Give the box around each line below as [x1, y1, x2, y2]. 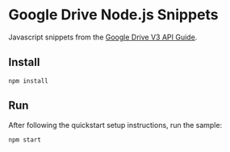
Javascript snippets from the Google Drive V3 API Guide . [8, 32, 198, 42]
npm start [8, 135, 42, 144]
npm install [8, 76, 48, 85]
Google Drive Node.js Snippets [8, 6, 220, 24]
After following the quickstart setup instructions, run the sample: [8, 120, 223, 129]
